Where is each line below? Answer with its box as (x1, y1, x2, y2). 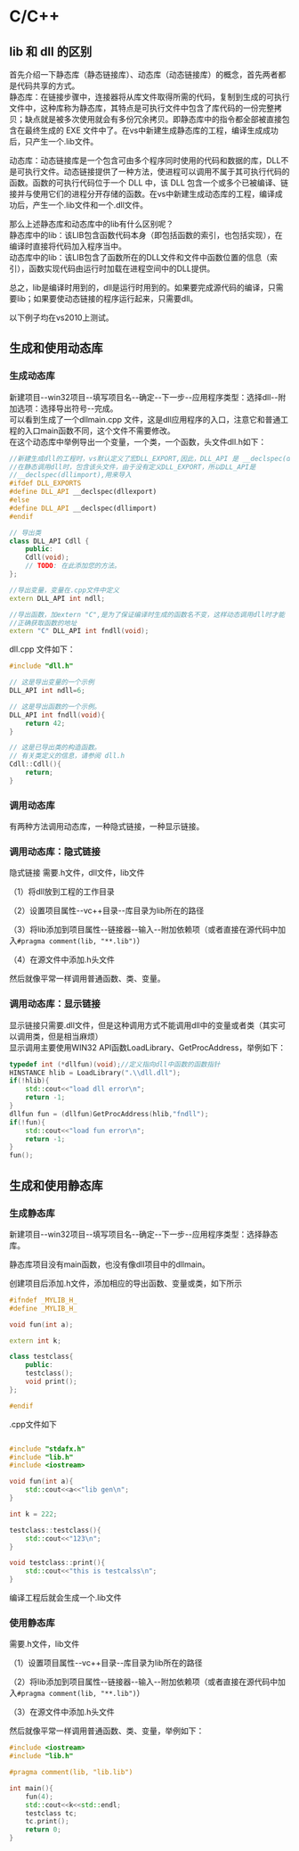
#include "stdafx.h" (9, 1444, 86, 1453)
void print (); (25, 1378, 77, 1386)
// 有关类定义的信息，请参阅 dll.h (9, 752, 125, 761)
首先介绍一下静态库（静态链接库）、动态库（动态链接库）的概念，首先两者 (9, 70, 279, 79)
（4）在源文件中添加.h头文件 (9, 954, 116, 965)
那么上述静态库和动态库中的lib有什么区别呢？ (9, 218, 174, 229)
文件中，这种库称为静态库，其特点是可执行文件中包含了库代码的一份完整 (9, 103, 274, 113)
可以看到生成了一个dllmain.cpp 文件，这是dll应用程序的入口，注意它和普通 (9, 414, 281, 424)
